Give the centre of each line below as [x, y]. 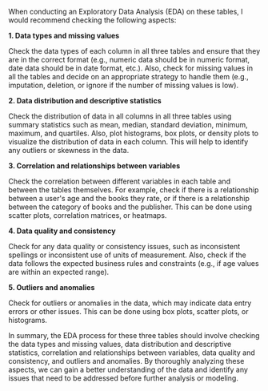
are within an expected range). [59, 272]
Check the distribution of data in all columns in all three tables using [120, 116]
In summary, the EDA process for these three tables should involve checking [134, 335]
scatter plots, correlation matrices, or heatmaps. [88, 215]
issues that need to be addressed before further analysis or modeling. [123, 378]
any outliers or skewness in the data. [69, 150]
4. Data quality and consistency [62, 231]
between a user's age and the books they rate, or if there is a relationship [129, 198]
